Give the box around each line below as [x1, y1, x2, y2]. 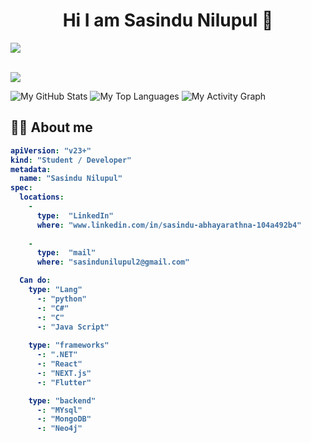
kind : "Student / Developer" [10, 155, 132, 165]
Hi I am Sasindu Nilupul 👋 [62, 9, 274, 32]
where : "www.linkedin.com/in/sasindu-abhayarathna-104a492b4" [36, 220, 302, 230]
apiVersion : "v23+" [10, 145, 92, 156]
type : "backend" [28, 395, 97, 406]
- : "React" [36, 359, 83, 369]
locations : [19, 192, 65, 203]
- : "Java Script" [36, 322, 110, 332]
